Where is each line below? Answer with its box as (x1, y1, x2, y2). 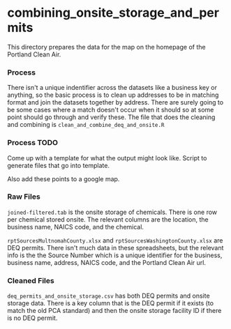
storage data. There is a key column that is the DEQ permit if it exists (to (7, 299, 214, 307)
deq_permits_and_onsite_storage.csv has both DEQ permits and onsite (7, 291, 211, 300)
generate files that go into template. (7, 161, 110, 169)
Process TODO (7, 138, 58, 148)
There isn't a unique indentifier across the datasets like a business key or (7, 84, 218, 92)
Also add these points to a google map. (7, 174, 120, 183)
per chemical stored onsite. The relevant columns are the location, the (7, 215, 209, 224)
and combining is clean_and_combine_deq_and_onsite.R (7, 121, 165, 129)
